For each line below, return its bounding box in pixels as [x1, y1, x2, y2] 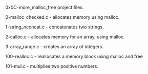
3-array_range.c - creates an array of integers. [5, 44, 103, 50]
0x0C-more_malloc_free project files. [5, 5, 84, 10]
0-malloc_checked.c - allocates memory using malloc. [5, 14, 120, 20]
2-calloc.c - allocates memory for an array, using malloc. [5, 34, 125, 40]
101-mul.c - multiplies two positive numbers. [5, 63, 98, 69]
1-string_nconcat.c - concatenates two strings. [5, 24, 104, 30]
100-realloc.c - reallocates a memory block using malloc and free [5, 53, 143, 59]
